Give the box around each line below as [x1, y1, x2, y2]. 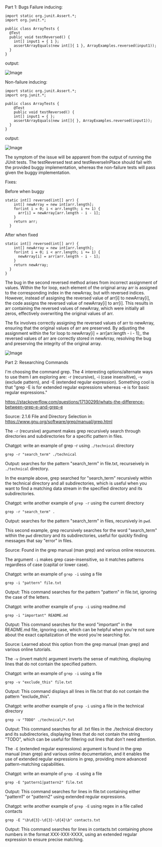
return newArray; [14, 262, 49, 267]
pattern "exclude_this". [5, 693, 50, 699]
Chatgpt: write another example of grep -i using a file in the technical [5, 703, 144, 709]
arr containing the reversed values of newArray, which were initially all [5, 306, 145, 311]
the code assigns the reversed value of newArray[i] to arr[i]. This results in [5, 300, 153, 306]
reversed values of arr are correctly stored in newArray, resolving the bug [5, 335, 151, 341]
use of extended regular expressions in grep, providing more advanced [5, 756, 147, 762]
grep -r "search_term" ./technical [5, 452, 77, 457]
